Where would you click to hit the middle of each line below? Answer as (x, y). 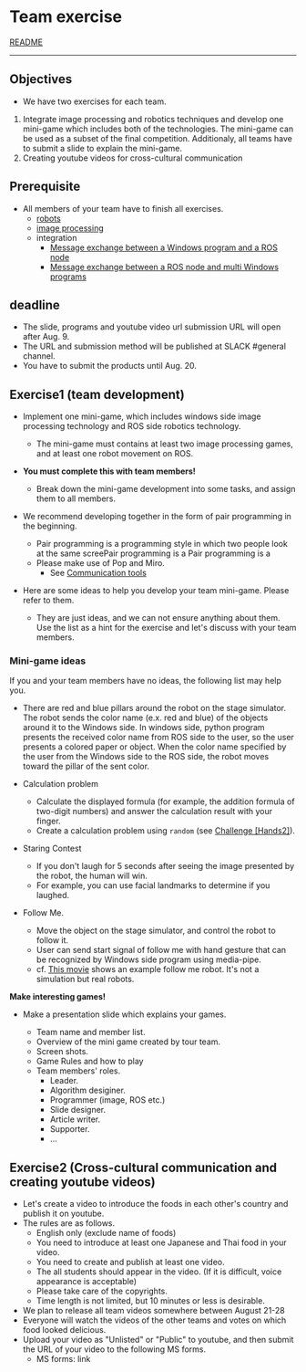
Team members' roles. (78, 1071)
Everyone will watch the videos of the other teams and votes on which (154, 1320)
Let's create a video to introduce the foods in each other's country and (155, 1204)
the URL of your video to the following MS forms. (114, 1349)
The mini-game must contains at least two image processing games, (164, 444)
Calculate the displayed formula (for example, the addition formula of (165, 801)
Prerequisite (45, 187)
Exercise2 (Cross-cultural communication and (143, 1167)
